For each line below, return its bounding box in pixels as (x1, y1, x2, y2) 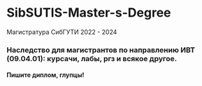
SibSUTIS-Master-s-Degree (6, 5, 171, 21)
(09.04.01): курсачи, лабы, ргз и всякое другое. (6, 53, 178, 63)
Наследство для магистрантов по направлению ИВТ (6, 45, 196, 55)
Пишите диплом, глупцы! (6, 71, 85, 79)
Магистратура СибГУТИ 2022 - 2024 (6, 28, 117, 36)
